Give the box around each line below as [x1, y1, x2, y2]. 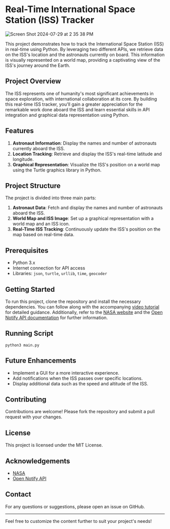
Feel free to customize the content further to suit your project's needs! [5, 518, 152, 524]
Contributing [5, 395, 47, 404]
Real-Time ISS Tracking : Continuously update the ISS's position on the [12, 226, 161, 232]
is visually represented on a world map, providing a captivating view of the [5, 57, 160, 63]
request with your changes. [5, 414, 62, 420]
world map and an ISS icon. [12, 221, 70, 227]
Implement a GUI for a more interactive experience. [12, 370, 120, 376]
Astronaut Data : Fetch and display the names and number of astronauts [12, 205, 163, 211]
